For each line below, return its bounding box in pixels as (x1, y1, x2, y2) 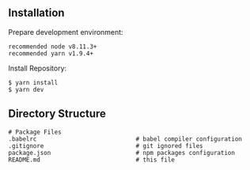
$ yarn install (8, 78, 59, 86)
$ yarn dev (8, 85, 44, 93)
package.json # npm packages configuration (8, 149, 236, 157)
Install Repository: (8, 63, 67, 73)
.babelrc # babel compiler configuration (8, 134, 243, 143)
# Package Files (8, 128, 62, 136)
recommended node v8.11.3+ (8, 43, 97, 51)
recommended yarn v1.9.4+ (8, 49, 93, 58)
